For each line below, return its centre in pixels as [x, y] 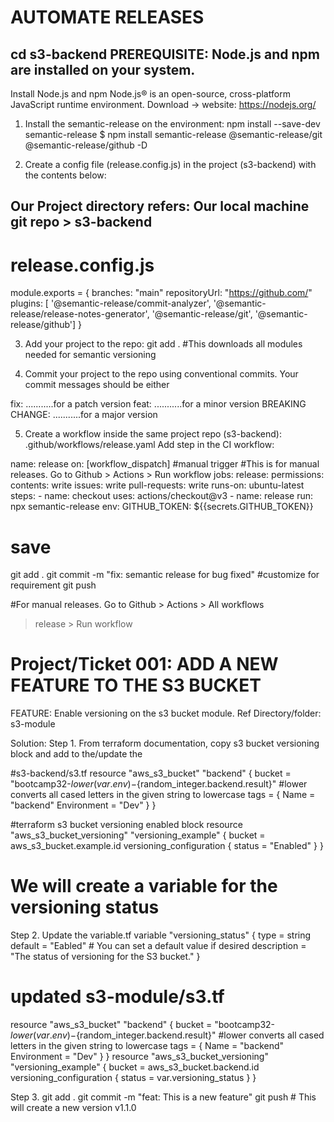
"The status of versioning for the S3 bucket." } [105, 957]
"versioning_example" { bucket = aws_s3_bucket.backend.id [135, 1067]
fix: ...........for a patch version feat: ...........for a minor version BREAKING [158, 404]
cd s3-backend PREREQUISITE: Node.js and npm [165, 54]
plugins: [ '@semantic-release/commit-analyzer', [111, 303]
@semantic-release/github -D [86, 145]
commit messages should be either [97, 385]
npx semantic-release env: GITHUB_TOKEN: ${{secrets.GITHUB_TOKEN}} [162, 507]
